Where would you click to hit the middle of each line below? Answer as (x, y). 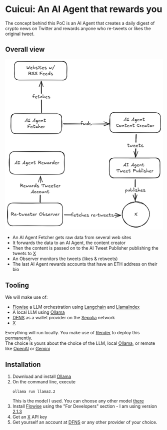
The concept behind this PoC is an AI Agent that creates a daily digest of (80, 23)
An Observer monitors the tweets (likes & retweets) (65, 259)
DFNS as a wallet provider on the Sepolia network (63, 318)
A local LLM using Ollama (38, 312)
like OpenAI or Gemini (27, 349)
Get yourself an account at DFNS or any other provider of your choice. (85, 422)
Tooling (17, 285)
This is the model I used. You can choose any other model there (78, 401)
